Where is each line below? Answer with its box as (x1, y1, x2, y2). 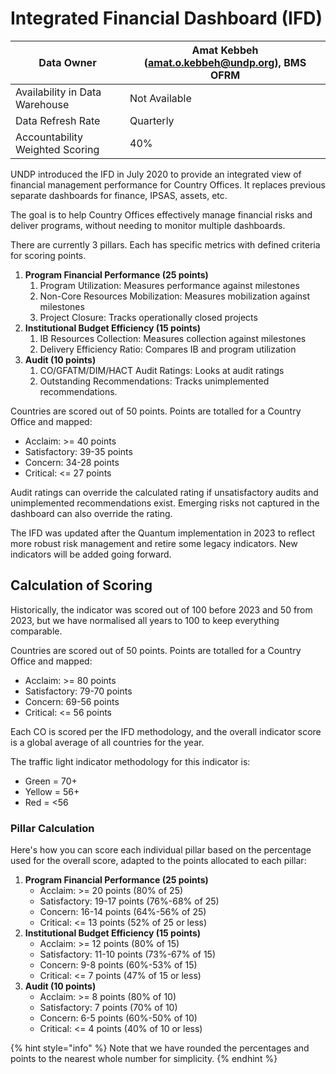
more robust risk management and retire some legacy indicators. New (10, 537, 298, 549)
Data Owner (38, 55, 97, 69)
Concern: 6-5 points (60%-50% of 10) (39, 1012, 198, 1024)
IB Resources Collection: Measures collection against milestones (39, 332, 307, 344)
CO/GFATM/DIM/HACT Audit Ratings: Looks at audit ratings (39, 364, 285, 376)
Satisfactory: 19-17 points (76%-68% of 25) (39, 895, 220, 907)
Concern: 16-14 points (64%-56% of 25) (39, 906, 207, 918)
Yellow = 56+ (24, 785, 80, 797)
